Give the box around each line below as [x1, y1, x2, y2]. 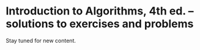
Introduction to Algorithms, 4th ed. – [6, 4, 194, 18]
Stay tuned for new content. [6, 37, 76, 44]
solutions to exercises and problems [6, 17, 194, 31]
